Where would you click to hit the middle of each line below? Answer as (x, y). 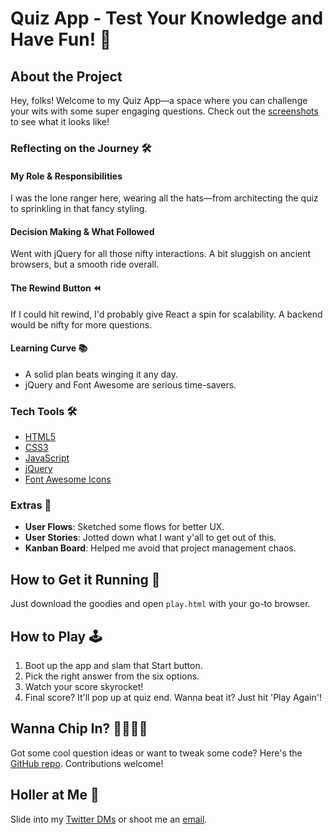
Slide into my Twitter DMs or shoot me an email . (109, 819)
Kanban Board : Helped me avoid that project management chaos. (160, 548)
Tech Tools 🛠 (44, 411)
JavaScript (47, 458)
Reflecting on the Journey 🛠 (81, 148)
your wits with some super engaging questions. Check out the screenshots (164, 111)
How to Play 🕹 (56, 636)
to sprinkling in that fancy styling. (79, 209)
